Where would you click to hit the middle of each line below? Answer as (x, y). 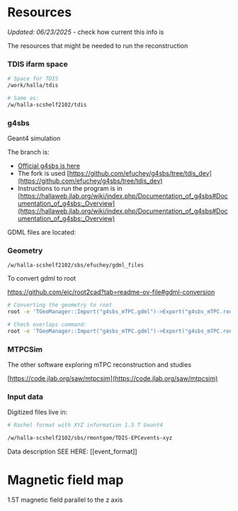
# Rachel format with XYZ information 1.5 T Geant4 (85, 425)
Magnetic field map (66, 480)
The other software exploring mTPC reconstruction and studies (100, 365)
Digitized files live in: (38, 412)
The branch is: (28, 152)
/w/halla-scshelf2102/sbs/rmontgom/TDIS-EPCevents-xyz (90, 438)
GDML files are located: (42, 232)
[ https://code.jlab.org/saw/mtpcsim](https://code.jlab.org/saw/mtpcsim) (113, 378)
